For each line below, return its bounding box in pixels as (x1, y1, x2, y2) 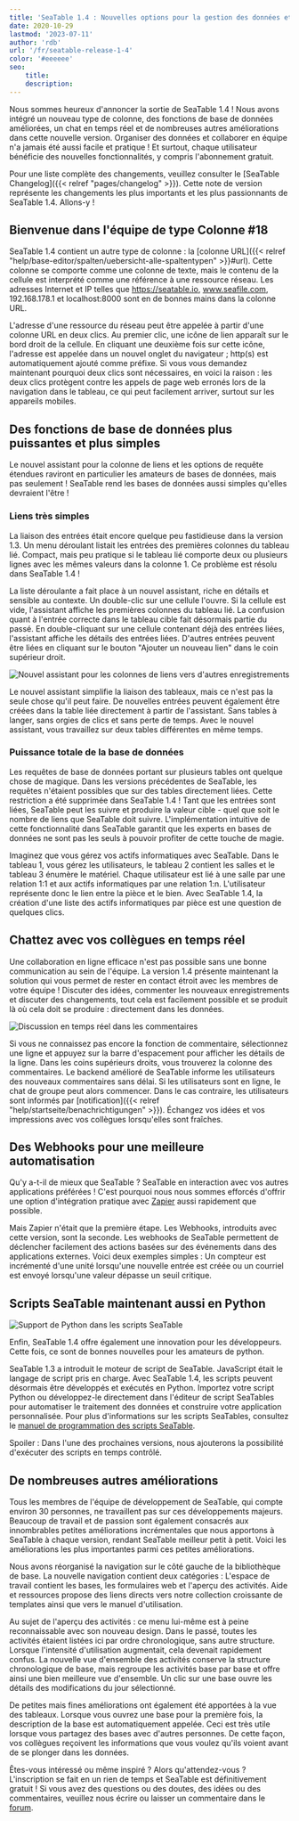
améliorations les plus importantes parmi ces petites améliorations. (9, 1544, 255, 1555)
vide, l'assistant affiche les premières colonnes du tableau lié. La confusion (9, 604, 285, 615)
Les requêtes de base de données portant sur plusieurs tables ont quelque (9, 766, 283, 777)
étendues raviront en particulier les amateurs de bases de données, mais (9, 469, 277, 479)
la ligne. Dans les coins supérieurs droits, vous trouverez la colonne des (9, 1057, 273, 1067)
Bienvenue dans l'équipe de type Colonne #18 (9, 223, 269, 238)
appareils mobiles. (9, 396, 77, 406)
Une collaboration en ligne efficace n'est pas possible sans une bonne (9, 956, 267, 967)
